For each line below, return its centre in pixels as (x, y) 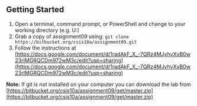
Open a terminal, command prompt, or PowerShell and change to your (100, 24)
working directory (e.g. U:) (47, 30)
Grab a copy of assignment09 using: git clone (72, 36)
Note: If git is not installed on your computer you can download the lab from (98, 84)
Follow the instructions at (45, 48)
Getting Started (35, 10)
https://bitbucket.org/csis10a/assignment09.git (76, 42)
